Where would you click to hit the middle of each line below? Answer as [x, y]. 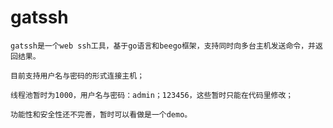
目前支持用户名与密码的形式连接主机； [77, 76]
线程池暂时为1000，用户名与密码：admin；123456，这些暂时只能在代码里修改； [152, 95]
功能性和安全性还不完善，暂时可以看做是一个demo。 [101, 114]
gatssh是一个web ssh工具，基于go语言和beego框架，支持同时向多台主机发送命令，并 [163, 46]
